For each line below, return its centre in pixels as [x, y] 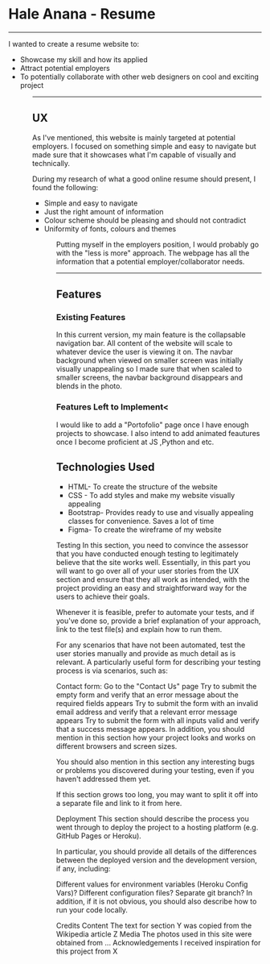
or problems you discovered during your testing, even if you [155, 770]
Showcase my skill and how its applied [84, 59]
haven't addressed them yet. [103, 779]
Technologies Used [105, 467]
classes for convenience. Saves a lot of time [141, 521]
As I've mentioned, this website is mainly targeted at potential [133, 137]
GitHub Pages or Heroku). [99, 836]
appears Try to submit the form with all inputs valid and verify [157, 720]
